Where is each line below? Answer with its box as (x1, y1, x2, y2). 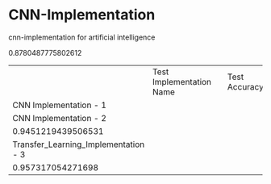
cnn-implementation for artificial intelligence (8, 32, 156, 42)
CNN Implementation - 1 (12, 99, 106, 111)
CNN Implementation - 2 (12, 112, 106, 123)
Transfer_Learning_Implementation (12, 139, 145, 150)
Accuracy (227, 81, 264, 92)
